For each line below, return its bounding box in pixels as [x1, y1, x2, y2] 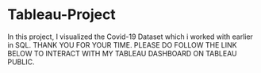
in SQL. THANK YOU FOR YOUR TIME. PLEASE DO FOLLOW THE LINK [7, 40, 237, 49]
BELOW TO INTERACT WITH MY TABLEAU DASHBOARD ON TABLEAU [7, 48, 237, 58]
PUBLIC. [7, 57, 35, 67]
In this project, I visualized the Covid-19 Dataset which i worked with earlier [7, 32, 253, 41]
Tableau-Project [7, 6, 116, 24]
